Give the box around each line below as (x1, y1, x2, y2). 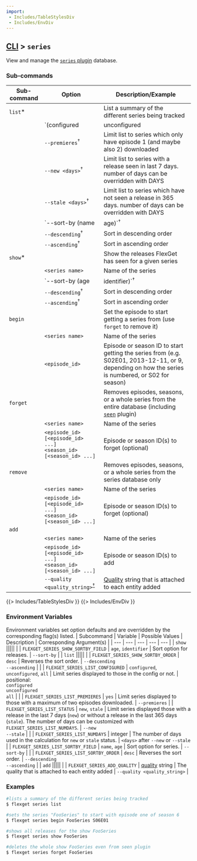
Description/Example (116, 91, 176, 99)
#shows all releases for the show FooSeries (6, 828, 117, 834)
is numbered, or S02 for (103, 371, 169, 380)
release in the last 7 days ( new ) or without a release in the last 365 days (6, 712, 178, 719)
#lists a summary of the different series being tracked (6, 796, 148, 802)
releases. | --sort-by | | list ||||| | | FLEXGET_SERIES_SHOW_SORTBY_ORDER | (6, 651, 180, 658)
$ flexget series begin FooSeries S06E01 (6, 817, 109, 823)
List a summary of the (103, 104, 164, 112)
